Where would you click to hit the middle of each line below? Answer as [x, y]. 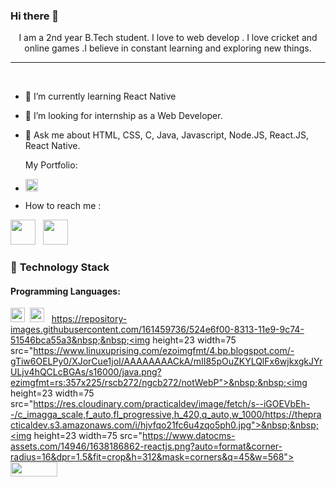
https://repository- [89, 319]
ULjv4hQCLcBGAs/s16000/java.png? [86, 372]
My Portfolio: [51, 165]
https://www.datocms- [189, 436]
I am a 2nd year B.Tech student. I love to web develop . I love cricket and [168, 38]
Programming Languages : [65, 291]
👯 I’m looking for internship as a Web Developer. [123, 116]
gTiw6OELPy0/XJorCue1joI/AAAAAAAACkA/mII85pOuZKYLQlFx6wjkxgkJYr [166, 361]
